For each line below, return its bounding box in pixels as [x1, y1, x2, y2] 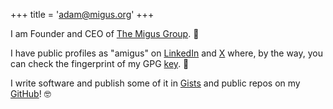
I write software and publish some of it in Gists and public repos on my [10, 77, 301, 89]
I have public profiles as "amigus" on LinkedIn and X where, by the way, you [10, 47, 324, 59]
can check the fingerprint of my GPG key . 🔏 [10, 58, 190, 69]
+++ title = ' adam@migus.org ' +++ [10, 9, 155, 20]
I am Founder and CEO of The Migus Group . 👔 [10, 28, 200, 39]
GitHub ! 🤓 [10, 88, 52, 99]
